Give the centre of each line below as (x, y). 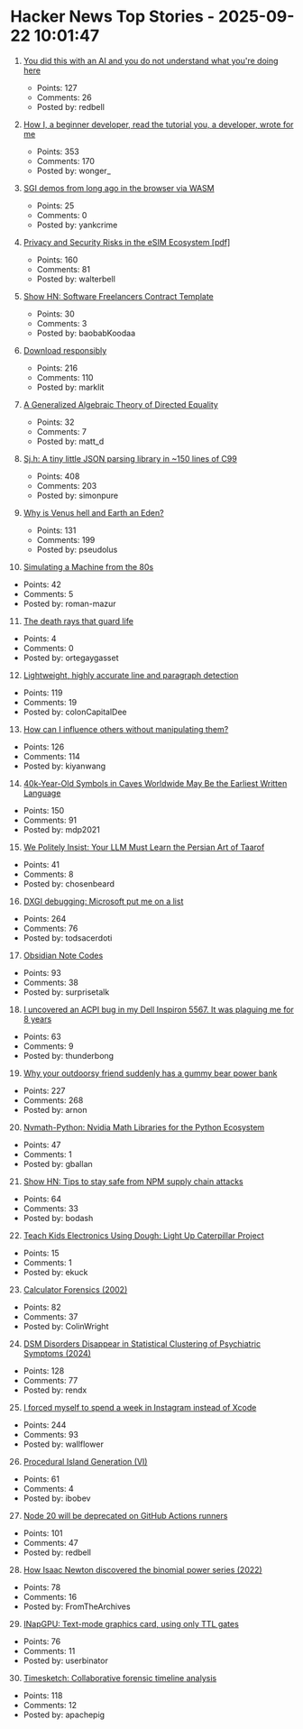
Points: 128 (44, 1370)
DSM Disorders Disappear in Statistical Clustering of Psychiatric (142, 1343)
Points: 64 (42, 1199)
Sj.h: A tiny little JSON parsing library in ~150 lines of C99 (130, 458)
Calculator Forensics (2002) (75, 1289)
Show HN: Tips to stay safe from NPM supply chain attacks (133, 1181)
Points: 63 (42, 1036)
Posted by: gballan (58, 1163)
